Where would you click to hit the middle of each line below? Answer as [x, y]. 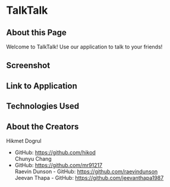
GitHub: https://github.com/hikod [55, 152]
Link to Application [42, 86]
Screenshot [28, 65]
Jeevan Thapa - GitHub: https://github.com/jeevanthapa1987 [89, 177]
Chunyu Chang [33, 158]
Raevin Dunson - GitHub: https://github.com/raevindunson [86, 171]
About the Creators [42, 126]
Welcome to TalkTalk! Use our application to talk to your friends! [84, 47]
